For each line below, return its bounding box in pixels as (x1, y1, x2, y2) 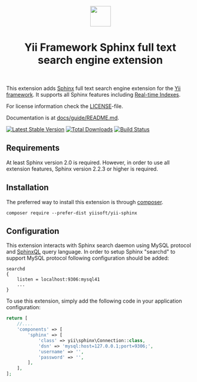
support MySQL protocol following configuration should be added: (6, 254, 170, 262)
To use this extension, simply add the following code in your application (6, 297, 182, 304)
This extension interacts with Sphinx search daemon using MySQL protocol (6, 242, 191, 249)
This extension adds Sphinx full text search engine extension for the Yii (6, 84, 181, 92)
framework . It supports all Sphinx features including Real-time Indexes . (6, 91, 181, 98)
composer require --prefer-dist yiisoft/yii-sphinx (6, 210, 137, 216)
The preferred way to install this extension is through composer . (6, 198, 164, 205)
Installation (6, 183, 49, 193)
